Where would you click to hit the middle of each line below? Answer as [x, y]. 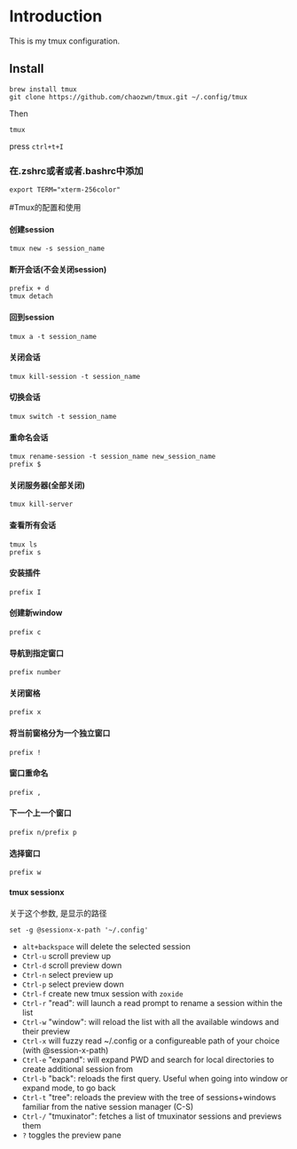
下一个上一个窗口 [40, 813]
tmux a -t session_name [53, 336]
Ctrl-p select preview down [73, 984]
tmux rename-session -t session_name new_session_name [113, 457]
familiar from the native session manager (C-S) [108, 1106]
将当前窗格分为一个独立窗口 [60, 733]
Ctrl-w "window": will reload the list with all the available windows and [150, 1021]
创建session [32, 229]
